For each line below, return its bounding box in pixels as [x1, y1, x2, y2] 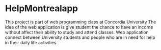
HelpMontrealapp [5, 3, 78, 14]
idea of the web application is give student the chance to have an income [5, 24, 153, 30]
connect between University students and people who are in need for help [5, 34, 156, 40]
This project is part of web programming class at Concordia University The [5, 19, 156, 25]
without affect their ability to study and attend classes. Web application [5, 29, 149, 35]
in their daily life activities [5, 39, 56, 45]
